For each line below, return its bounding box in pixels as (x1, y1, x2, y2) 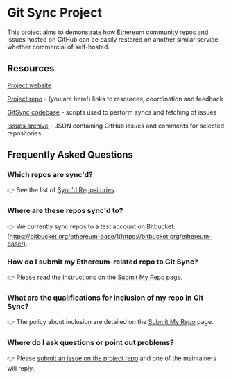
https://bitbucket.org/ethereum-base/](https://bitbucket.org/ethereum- (9, 232, 212, 240)
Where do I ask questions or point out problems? (7, 338, 175, 348)
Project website (7, 81, 52, 90)
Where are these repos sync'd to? (7, 206, 123, 216)
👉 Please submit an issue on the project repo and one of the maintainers (7, 354, 217, 362)
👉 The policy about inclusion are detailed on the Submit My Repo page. (7, 318, 214, 326)
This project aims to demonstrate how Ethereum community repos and (7, 28, 209, 36)
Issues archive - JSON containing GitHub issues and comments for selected (7, 121, 225, 130)
